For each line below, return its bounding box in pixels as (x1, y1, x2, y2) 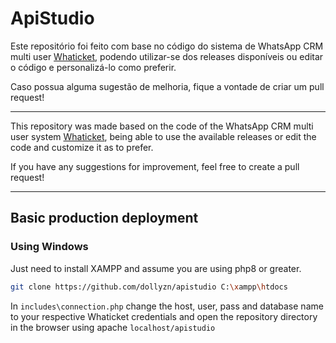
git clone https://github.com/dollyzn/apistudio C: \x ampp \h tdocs (10, 282, 288, 292)
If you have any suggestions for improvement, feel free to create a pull (10, 160, 300, 172)
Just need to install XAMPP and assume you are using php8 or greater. (10, 262, 302, 274)
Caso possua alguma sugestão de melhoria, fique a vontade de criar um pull (10, 80, 325, 92)
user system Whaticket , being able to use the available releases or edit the (10, 130, 317, 142)
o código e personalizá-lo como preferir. (10, 61, 177, 73)
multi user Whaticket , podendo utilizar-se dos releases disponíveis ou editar (10, 50, 324, 62)
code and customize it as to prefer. (10, 141, 154, 153)
